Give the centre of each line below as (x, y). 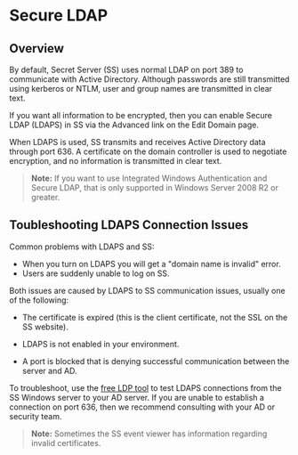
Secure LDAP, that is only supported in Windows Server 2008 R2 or (154, 187)
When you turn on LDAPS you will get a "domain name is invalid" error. (152, 264)
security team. (36, 416)
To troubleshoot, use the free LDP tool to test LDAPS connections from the (145, 387)
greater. (45, 197)
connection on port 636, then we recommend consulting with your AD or (142, 407)
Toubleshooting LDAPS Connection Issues (129, 225)
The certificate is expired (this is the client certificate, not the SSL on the (155, 317)
